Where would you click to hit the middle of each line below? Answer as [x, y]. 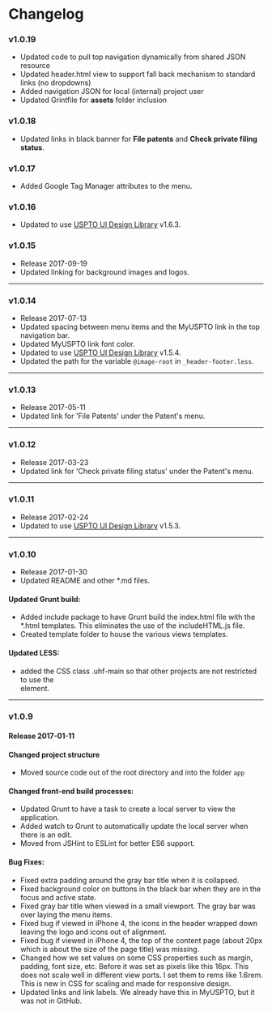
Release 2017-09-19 [53, 263]
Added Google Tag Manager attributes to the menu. [106, 186]
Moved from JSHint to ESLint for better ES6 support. [108, 843]
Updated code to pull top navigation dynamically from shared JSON [133, 57]
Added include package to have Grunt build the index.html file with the [138, 617]
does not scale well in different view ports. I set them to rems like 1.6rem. [141, 975]
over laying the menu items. [66, 914]
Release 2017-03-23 [54, 462]
